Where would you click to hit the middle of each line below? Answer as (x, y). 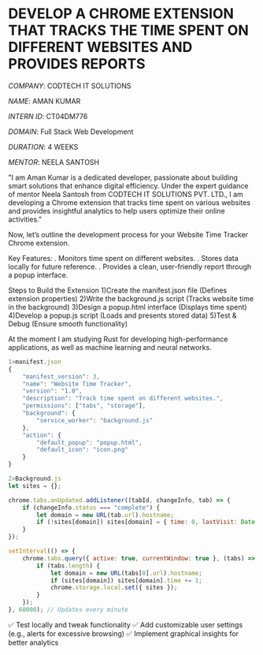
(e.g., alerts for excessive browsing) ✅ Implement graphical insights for (123, 633)
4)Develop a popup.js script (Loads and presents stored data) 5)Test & (123, 315)
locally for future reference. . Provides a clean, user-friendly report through (130, 266)
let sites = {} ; (35, 486)
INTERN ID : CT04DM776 (48, 116)
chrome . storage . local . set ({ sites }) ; (114, 588)
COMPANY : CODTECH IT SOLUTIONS (70, 86)
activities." (25, 219)
